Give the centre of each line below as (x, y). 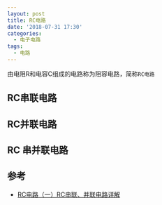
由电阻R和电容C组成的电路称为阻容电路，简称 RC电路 (81, 74)
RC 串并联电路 (38, 151)
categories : (24, 33)
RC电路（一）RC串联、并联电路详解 (69, 194)
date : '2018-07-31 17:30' (45, 27)
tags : (15, 46)
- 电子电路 (27, 40)
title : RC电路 (27, 20)
